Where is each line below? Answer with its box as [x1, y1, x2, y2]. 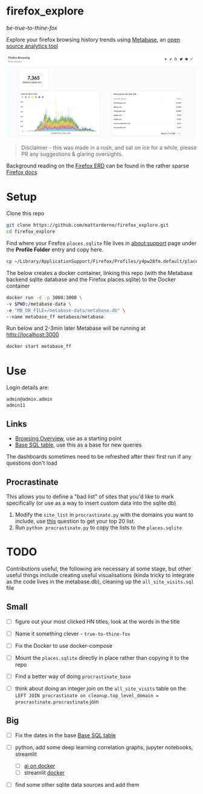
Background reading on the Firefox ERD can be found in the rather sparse [6, 162, 189, 170]
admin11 [6, 402, 26, 408]
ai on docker [24, 762, 56, 769]
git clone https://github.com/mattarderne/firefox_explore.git [6, 222, 169, 228]
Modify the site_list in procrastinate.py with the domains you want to [14, 511, 194, 518]
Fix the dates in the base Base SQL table [14, 731, 116, 738]
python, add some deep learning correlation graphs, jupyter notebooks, [14, 743, 193, 750]
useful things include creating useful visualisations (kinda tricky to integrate [6, 571, 195, 578]
